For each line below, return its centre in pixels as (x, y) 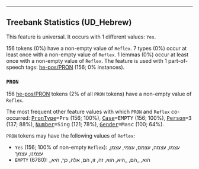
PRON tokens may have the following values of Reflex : (70, 136)
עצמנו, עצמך (29, 154)
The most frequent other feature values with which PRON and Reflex (88, 112)
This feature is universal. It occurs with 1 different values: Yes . (81, 37)
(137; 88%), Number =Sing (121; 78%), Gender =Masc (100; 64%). (85, 125)
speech (15, 67)
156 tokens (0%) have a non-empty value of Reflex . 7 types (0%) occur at (97, 48)
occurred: (18, 118)
